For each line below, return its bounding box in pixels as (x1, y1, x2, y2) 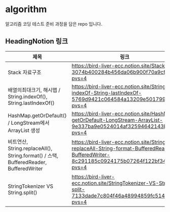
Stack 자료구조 (8, 69, 41, 76)
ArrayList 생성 (8, 127, 40, 134)
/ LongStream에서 (8, 119, 50, 126)
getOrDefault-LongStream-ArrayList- (71, 116, 163, 123)
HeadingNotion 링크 (5, 37, 68, 46)
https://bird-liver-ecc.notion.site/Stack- (71, 62, 168, 69)
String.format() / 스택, (8, 152, 59, 159)
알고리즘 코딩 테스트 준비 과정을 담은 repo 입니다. (5, 21, 103, 27)
